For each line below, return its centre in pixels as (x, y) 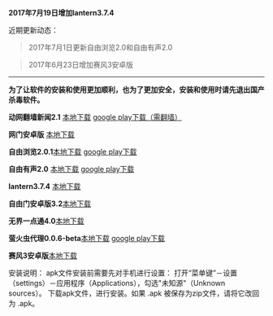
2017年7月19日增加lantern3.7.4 (61, 13)
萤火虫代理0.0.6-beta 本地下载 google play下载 (87, 238)
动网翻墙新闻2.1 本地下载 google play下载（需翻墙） (95, 117)
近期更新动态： (33, 30)
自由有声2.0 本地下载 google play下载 (71, 169)
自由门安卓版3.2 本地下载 (50, 204)
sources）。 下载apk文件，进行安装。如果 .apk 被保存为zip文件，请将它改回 (134, 293)
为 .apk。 (24, 303)
